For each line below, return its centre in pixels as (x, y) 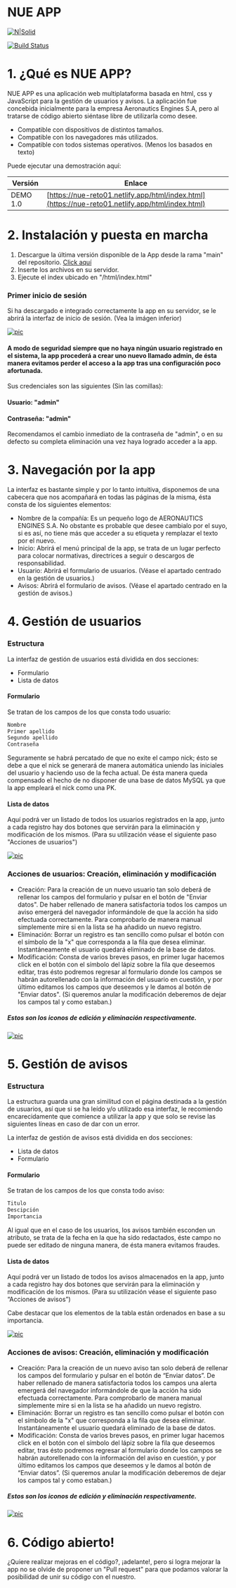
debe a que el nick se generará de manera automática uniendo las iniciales (116, 765)
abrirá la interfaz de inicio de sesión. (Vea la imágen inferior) (94, 319)
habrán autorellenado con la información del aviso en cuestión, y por (117, 1458)
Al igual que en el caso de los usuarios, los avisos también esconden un (111, 1230)
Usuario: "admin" (33, 402)
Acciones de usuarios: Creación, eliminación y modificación (112, 874)
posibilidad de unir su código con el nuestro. (72, 1577)
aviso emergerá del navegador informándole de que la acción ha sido (118, 912)
